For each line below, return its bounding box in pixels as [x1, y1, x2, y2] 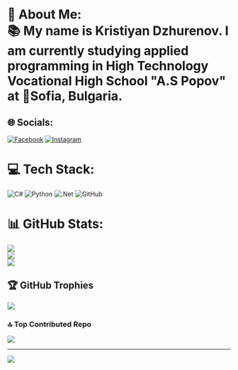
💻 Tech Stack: [7, 161, 95, 178]
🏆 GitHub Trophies [7, 280, 94, 292]
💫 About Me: [7, 6, 82, 23]
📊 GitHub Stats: [7, 216, 104, 232]
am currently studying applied [7, 43, 189, 59]
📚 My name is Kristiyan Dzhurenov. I [7, 23, 229, 39]
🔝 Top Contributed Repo [7, 319, 92, 329]
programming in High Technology [7, 58, 209, 74]
